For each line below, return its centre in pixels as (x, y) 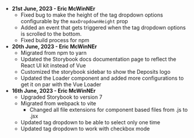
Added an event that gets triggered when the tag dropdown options (103, 27)
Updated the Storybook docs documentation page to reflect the (98, 59)
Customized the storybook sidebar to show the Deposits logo (96, 72)
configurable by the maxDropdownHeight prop (74, 21)
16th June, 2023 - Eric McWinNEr (54, 91)
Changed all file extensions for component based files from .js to (109, 110)
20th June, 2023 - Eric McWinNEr (54, 46)
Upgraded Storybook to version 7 (61, 97)
